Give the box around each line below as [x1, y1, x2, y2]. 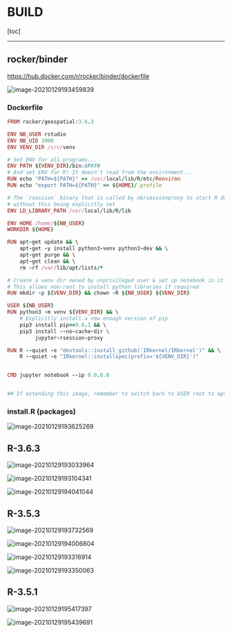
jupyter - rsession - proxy [35, 334, 104, 341]
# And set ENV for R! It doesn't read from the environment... [7, 169, 193, 176]
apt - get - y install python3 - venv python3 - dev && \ [19, 245, 168, 253]
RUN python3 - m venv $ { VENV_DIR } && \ [7, 309, 119, 315]
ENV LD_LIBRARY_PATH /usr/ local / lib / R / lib [7, 207, 131, 214]
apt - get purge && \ [19, 252, 76, 259]
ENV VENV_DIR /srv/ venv [7, 143, 76, 151]
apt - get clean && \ [19, 257, 76, 265]
